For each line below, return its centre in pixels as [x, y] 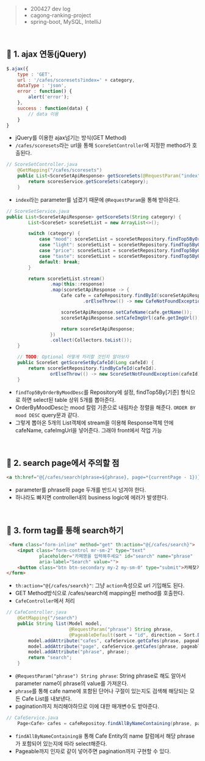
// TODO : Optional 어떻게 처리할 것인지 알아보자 [73, 357]
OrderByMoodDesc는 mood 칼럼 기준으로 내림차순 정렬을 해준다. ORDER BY [105, 407]
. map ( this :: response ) [77, 284]
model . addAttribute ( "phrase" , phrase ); [79, 652]
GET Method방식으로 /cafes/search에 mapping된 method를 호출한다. [100, 593]
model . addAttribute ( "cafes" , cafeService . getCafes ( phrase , [105, 641]
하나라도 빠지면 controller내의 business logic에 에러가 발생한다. [92, 498]
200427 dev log [50, 9]
